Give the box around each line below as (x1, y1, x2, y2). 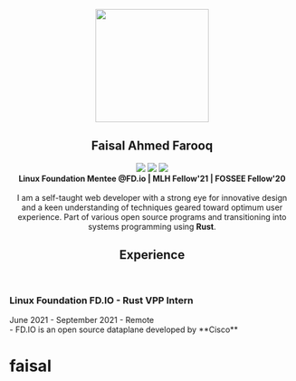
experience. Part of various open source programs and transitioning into (17, 211, 287, 222)
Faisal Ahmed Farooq (91, 138, 214, 154)
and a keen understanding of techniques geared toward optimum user (21, 202, 283, 213)
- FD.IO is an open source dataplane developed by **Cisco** (9, 324, 238, 335)
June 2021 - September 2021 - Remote (9, 314, 155, 325)
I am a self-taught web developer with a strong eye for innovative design (16, 192, 288, 203)
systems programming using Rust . (87, 221, 217, 232)
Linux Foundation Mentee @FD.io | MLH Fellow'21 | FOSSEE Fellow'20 (18, 173, 286, 184)
